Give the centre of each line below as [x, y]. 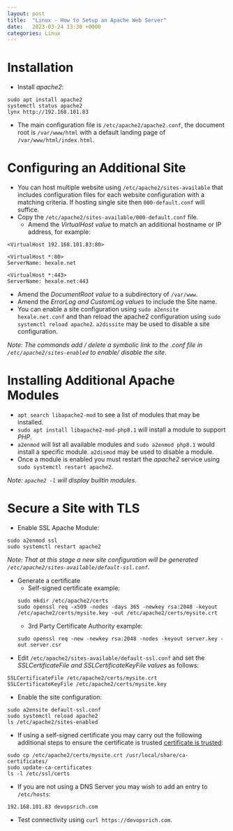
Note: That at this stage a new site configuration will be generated [103, 560]
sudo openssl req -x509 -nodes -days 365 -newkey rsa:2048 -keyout [117, 607]
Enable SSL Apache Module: [58, 528]
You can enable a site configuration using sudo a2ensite [98, 309]
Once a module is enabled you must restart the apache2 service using [118, 459]
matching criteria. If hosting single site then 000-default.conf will [111, 203]
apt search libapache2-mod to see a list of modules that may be [108, 415]
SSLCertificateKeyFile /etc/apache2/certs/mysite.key [87, 684]
